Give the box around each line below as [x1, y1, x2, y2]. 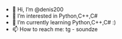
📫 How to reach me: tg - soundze [12, 26, 98, 33]
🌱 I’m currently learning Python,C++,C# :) [12, 19, 117, 26]
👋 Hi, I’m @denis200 [12, 6, 64, 13]
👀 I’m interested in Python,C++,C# [12, 12, 98, 19]
